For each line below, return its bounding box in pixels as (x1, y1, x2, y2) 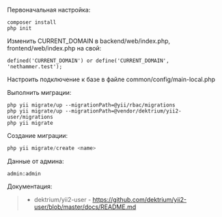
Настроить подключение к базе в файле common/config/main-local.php (7, 75, 216, 83)
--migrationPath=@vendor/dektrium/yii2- (65, 108, 182, 115)
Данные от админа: (7, 157, 64, 165)
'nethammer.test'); (7, 63, 63, 70)
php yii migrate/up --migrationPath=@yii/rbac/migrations (7, 102, 176, 108)
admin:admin (7, 170, 41, 177)
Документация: (7, 182, 53, 190)
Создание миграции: (7, 132, 68, 139)
